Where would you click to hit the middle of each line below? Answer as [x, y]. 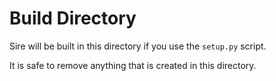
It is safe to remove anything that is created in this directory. [133, 65]
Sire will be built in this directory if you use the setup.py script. [138, 46]
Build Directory [73, 18]
